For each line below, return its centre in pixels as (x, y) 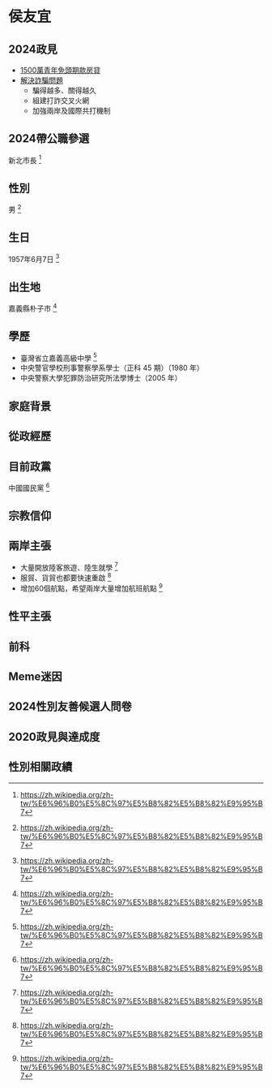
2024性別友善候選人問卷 (70, 707)
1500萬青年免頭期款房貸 (60, 70)
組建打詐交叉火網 (61, 101)
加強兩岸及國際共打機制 (71, 111)
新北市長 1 (25, 159)
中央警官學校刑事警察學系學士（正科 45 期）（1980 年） (112, 368)
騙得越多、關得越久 (64, 90)
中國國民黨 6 (29, 487)
